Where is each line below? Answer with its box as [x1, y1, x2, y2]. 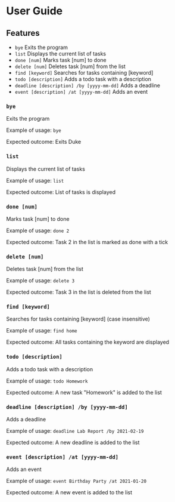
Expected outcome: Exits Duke [6, 138, 82, 146]
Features [6, 28, 40, 38]
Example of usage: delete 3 [6, 277, 75, 284]
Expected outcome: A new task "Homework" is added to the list [6, 389, 162, 396]
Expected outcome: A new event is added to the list [6, 489, 133, 496]
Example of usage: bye [6, 127, 61, 134]
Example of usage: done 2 [6, 227, 70, 234]
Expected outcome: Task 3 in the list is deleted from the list [6, 288, 152, 296]
